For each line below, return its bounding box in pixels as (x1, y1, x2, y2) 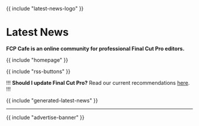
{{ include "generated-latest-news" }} (6, 97, 98, 104)
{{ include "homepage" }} (6, 56, 69, 64)
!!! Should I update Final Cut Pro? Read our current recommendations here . (6, 79, 190, 86)
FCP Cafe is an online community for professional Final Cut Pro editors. (6, 45, 185, 52)
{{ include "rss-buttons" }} (6, 68, 71, 75)
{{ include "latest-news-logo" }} (6, 5, 84, 12)
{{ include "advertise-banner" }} (6, 114, 85, 121)
